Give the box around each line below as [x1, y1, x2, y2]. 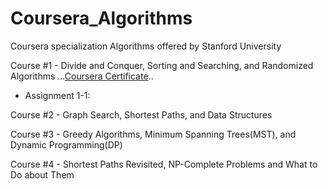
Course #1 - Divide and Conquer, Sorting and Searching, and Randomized [10, 59, 314, 71]
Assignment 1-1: [24, 89, 91, 101]
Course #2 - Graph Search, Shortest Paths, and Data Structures [10, 108, 273, 121]
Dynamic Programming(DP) [10, 138, 123, 151]
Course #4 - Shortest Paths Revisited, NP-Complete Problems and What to [10, 158, 318, 170]
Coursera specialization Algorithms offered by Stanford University [10, 40, 282, 52]
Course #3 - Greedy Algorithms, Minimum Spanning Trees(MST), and [10, 128, 297, 140]
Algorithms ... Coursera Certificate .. [10, 70, 154, 82]
